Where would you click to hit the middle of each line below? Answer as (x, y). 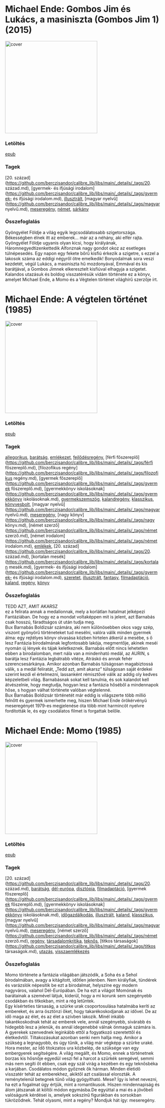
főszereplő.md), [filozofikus (33, 468)
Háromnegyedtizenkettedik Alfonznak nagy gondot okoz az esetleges (76, 248)
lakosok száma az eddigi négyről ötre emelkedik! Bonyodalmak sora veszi (80, 258)
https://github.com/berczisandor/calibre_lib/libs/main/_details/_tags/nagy (81, 520)
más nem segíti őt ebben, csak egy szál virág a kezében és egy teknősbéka (82, 1064)
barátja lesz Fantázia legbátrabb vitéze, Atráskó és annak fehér (69, 658)
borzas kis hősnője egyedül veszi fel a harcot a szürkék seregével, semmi (80, 1058)
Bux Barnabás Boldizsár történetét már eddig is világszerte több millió (76, 695)
